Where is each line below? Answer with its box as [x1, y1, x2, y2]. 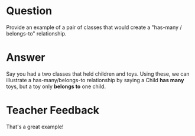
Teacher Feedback [6, 103, 99, 117]
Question [6, 4, 52, 18]
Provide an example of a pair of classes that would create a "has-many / [6, 24, 182, 31]
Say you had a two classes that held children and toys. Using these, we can [6, 70, 190, 77]
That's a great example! [6, 123, 64, 130]
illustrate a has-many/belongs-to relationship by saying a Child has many [6, 76, 184, 83]
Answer [6, 51, 45, 64]
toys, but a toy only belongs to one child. [6, 83, 106, 90]
